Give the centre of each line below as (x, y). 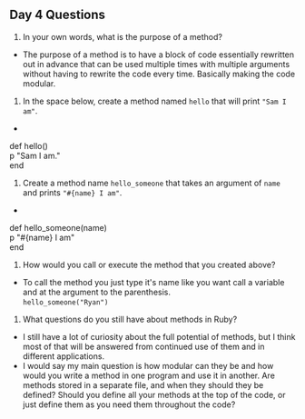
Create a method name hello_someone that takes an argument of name (152, 183)
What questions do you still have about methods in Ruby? (130, 319)
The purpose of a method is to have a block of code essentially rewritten (158, 55)
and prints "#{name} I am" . (72, 192)
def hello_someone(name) (58, 227)
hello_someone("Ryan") (65, 302)
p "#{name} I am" (42, 237)
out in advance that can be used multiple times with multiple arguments (156, 64)
